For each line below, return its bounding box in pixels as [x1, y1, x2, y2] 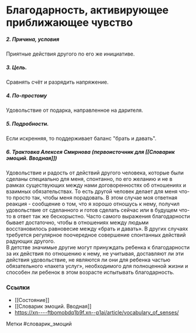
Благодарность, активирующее [6, 4, 169, 17]
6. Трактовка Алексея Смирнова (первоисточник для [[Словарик [6, 148, 176, 155]
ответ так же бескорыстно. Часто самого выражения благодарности [17, 213, 190, 220]
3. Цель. [6, 64, 27, 71]
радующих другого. [6, 238, 56, 245]
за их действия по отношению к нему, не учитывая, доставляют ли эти [6, 250, 184, 258]
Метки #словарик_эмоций [6, 320, 72, 328]
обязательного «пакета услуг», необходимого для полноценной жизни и [6, 263, 188, 270]
